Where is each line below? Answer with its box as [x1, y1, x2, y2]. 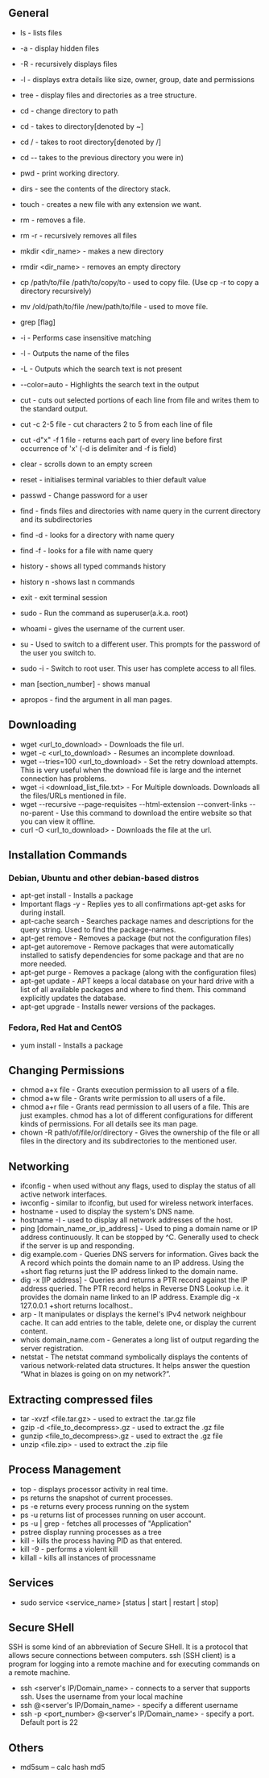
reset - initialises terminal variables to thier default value [19, 474, 207, 484]
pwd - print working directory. [19, 168, 120, 178]
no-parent [19, 808, 54, 817]
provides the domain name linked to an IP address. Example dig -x [19, 1292, 240, 1302]
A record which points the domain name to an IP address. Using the [19, 1258, 244, 1267]
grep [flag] [19, 317, 56, 327]
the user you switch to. [19, 647, 97, 657]
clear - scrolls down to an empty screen [19, 459, 153, 469]
